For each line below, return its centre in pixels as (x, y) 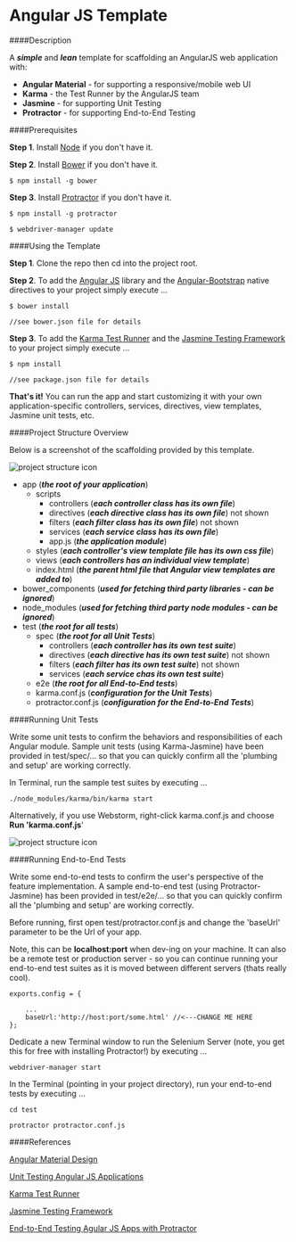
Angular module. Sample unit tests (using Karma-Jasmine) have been (137, 746)
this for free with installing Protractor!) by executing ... (108, 1051)
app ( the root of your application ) (85, 484)
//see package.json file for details (79, 380)
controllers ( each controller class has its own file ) (142, 503)
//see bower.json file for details (75, 322)
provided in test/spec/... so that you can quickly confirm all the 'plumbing (144, 755)
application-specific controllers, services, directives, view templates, (136, 406)
